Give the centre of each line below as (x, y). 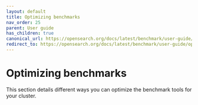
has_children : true (30, 33)
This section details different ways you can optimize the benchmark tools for (99, 89)
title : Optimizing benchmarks (43, 17)
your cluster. (21, 96)
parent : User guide (30, 28)
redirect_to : (22, 45)
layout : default (26, 11)
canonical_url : (25, 39)
